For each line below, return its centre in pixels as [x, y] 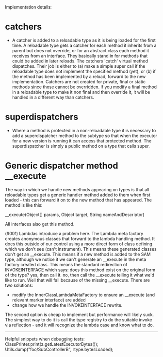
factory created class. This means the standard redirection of [66, 264]
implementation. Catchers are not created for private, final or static [79, 81]
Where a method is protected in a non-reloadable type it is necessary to [84, 130]
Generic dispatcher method [62, 166]
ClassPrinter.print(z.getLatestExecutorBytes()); [52, 344]
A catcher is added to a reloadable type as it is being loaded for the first [84, 40]
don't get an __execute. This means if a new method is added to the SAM [78, 254]
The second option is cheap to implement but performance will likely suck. [80, 315]
